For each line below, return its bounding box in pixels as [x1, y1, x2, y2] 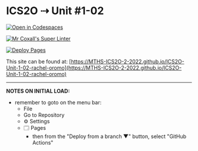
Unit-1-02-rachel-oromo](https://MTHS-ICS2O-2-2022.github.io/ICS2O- [6, 64, 182, 71]
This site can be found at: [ [6, 58, 71, 65]
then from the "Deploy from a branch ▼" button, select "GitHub [32, 133, 187, 140]
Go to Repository [23, 111, 65, 119]
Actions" [32, 139, 54, 146]
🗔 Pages [23, 124, 46, 131]
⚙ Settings [23, 117, 50, 124]
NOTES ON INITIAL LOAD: [6, 87, 70, 94]
